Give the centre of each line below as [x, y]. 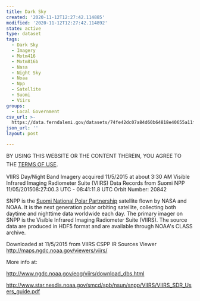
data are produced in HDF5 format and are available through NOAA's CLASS [99, 226]
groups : [16, 106]
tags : [13, 39]
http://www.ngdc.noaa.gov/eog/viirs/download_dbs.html [75, 273]
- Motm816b [25, 61]
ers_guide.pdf [23, 291]
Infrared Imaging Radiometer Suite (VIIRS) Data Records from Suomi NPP [96, 183]
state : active [24, 28]
